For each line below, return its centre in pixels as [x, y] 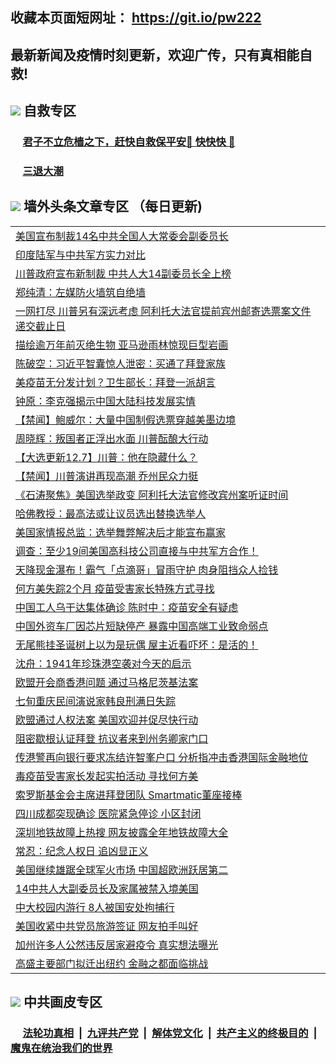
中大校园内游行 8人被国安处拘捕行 [95, 907]
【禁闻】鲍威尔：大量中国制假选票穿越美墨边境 [126, 420]
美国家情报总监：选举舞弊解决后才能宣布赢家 [121, 532]
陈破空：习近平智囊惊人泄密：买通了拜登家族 [121, 363]
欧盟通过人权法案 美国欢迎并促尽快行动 [107, 720]
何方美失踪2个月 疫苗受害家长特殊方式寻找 [115, 588]
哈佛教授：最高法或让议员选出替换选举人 [111, 513]
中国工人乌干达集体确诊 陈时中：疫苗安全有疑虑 [127, 607]
